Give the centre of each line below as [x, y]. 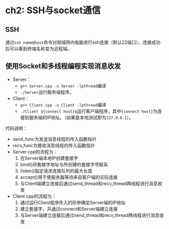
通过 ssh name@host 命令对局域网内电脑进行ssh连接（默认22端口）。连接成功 [83, 42]
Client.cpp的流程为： [34, 196]
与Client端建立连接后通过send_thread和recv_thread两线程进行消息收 [91, 183]
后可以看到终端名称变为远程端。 [38, 48]
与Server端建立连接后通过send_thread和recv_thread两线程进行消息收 [92, 215]
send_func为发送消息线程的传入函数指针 [55, 139]
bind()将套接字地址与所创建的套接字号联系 [64, 164]
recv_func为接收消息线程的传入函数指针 [54, 145]
